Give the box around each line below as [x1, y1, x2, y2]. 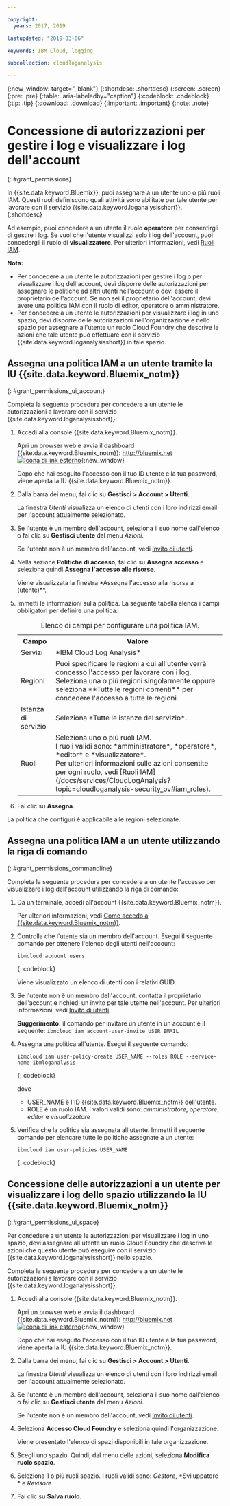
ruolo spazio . [16, 1458, 55, 1466]
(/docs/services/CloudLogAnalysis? [55, 775, 171, 785]
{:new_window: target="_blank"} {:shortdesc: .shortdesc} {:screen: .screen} [7, 85, 221, 93]
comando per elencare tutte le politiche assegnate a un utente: [16, 1133, 194, 1141]
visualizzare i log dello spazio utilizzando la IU [7, 1189, 207, 1201]
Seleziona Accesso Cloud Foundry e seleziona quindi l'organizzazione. [16, 1424, 219, 1432]
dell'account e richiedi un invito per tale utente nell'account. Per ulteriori [16, 998, 221, 1007]
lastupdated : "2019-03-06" [7, 35, 84, 42]
